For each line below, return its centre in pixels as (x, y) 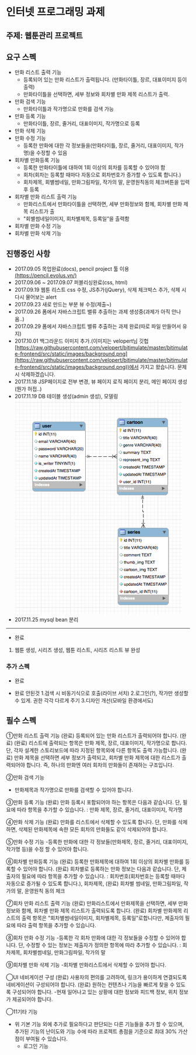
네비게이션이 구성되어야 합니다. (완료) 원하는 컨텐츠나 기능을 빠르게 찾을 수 (90, 985)
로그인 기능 (36, 1046)
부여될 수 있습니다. (47, 1039)
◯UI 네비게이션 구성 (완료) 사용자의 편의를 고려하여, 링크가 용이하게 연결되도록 (97, 977)
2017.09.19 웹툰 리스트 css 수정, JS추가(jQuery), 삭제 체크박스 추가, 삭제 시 (100, 290)
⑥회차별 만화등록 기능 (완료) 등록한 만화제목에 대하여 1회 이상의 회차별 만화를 (95, 862)
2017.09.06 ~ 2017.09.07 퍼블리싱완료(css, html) (71, 282)
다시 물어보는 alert (36, 297)
